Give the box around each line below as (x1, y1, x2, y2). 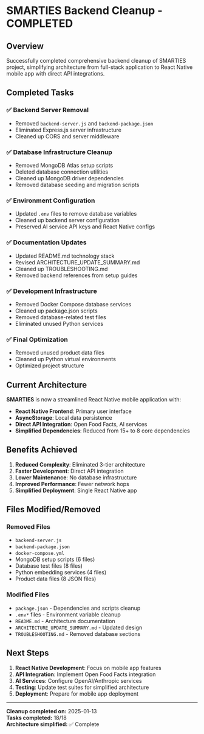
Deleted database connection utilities (15, 168, 108, 175)
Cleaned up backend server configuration (15, 217, 120, 224)
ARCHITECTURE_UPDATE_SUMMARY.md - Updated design (15, 624, 143, 631)
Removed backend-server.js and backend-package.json (15, 119, 154, 127)
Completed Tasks (6, 88, 74, 98)
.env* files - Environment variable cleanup (15, 610, 121, 618)
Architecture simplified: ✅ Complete (6, 720, 100, 728)
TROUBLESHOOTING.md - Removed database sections (15, 630, 141, 637)
